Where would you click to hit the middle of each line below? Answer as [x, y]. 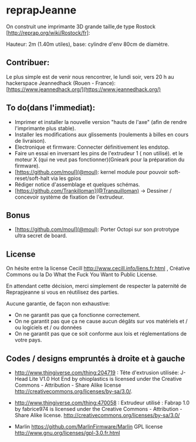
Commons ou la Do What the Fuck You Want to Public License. [82, 274]
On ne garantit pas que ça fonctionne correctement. [77, 315]
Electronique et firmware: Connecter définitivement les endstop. [92, 147]
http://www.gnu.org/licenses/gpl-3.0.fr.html [67, 433]
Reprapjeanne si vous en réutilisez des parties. [62, 292]
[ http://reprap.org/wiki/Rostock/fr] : [48, 32]
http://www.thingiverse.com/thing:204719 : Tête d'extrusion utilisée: [97, 373]
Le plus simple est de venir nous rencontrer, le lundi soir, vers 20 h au [90, 76]
